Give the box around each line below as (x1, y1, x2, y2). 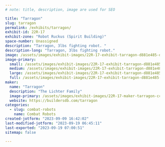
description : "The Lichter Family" (9, 89, 82, 94)
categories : (5, 102, 29, 108)
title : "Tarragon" (5, 16, 43, 21)
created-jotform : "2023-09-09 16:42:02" (5, 116, 89, 121)
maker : (5, 80, 19, 85)
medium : (9, 66, 26, 71)
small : (9, 62, 23, 67)
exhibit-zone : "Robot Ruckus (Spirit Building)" (5, 34, 107, 39)
